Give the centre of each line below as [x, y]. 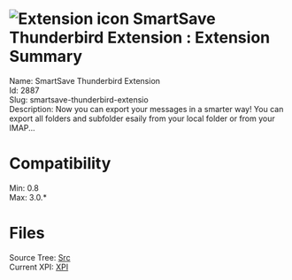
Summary [46, 57]
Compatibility [60, 164]
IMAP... [22, 127]
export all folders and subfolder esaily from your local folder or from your [142, 118]
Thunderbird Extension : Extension [140, 38]
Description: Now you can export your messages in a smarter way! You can [146, 109]
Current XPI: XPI [39, 267]
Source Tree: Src [40, 257]
